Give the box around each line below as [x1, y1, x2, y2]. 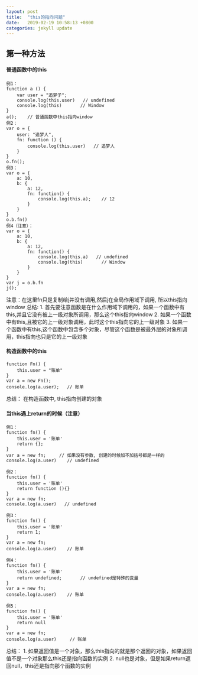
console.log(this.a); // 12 [37, 196, 115, 202]
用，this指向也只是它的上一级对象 [6, 333, 87, 340]
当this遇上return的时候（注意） [6, 410, 83, 417]
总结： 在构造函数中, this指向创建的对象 [6, 395, 102, 403]
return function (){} [17, 486, 70, 492]
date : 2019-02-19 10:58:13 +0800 [6, 20, 94, 25]
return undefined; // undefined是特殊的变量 [17, 575, 139, 581]
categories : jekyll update [6, 25, 73, 31]
